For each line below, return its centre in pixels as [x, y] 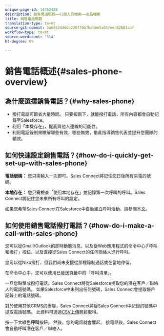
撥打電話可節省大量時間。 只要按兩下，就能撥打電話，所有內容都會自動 [83, 114]
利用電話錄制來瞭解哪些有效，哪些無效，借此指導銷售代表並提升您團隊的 [85, 132]
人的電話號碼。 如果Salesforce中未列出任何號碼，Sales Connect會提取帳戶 [80, 290]
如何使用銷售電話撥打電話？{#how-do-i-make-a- [80, 225]
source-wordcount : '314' [30, 37]
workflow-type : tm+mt [27, 32]
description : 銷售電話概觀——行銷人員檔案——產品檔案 [53, 14]
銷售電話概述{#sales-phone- [64, 71]
